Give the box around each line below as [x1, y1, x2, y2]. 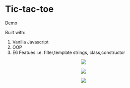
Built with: [5, 29, 26, 35]
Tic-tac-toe [5, 3, 54, 15]
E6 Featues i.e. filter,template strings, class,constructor [12, 49, 126, 55]
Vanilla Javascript [12, 39, 49, 45]
